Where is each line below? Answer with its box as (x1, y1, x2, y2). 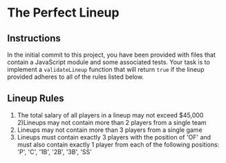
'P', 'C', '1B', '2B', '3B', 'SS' (17, 147, 92, 156)
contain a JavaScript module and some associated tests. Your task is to (7, 58, 211, 66)
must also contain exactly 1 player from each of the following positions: (17, 140, 220, 148)
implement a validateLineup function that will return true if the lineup (7, 66, 205, 73)
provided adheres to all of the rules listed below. (7, 73, 144, 81)
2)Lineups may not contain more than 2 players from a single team (17, 118, 207, 126)
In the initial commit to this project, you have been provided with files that (7, 50, 216, 59)
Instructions (7, 32, 61, 44)
